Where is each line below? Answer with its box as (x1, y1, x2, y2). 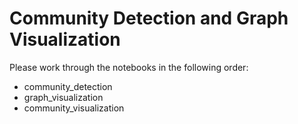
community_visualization (23, 102, 125, 114)
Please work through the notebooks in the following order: (9, 61, 249, 73)
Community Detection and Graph (9, 7, 289, 30)
